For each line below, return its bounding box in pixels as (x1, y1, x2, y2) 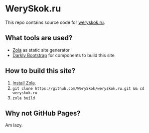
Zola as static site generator (12, 47, 70, 53)
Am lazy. (5, 122, 23, 128)
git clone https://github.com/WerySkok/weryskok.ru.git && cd (12, 86, 145, 91)
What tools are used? (5, 34, 73, 42)
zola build (12, 95, 35, 101)
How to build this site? (5, 66, 76, 75)
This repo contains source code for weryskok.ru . (5, 19, 106, 25)
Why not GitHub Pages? (5, 109, 81, 117)
